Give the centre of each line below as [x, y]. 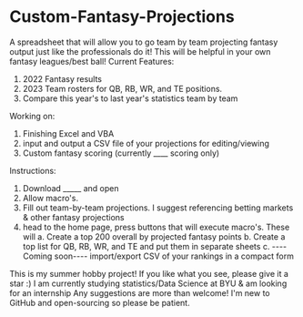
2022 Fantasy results [62, 78]
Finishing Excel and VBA [68, 133]
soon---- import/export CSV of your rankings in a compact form [174, 256]
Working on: [32, 116]
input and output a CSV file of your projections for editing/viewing [146, 143]
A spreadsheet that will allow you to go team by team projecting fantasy [144, 42]
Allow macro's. [50, 198]
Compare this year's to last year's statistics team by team [130, 98]
